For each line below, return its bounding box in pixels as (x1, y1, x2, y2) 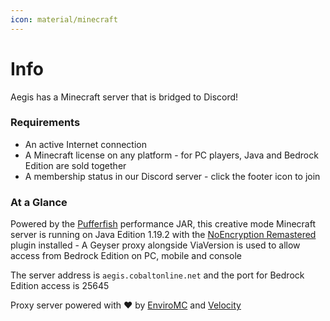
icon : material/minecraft (10, 14, 118, 25)
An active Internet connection (24, 138, 147, 150)
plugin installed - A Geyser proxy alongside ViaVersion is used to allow (10, 239, 301, 251)
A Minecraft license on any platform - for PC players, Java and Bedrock (24, 149, 319, 161)
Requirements (10, 116, 81, 130)
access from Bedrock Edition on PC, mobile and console (10, 250, 242, 262)
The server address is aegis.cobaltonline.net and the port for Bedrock (10, 269, 305, 281)
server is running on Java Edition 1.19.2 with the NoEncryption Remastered (10, 229, 317, 241)
